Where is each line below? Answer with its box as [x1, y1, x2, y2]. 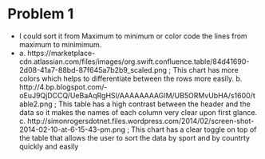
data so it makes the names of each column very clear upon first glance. [18, 107, 257, 117]
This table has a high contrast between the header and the [57, 99, 251, 109]
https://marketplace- [26, 48, 96, 58]
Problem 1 [7, 5, 74, 23]
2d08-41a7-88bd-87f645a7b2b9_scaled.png [18, 65, 168, 74]
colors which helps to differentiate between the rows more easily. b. [18, 74, 243, 83]
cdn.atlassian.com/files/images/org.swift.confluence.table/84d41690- [18, 57, 250, 66]
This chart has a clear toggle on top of [130, 125, 257, 134]
